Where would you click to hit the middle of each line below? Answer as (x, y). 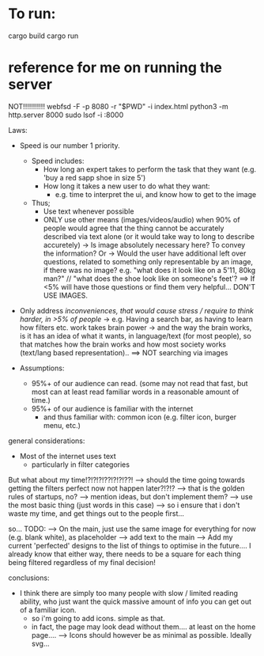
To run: (32, 14)
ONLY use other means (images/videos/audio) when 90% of (141, 219)
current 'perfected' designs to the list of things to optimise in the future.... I (130, 545)
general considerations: (47, 441)
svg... (40, 643)
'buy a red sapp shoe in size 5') (94, 177)
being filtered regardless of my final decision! (82, 562)
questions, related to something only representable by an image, (148, 261)
